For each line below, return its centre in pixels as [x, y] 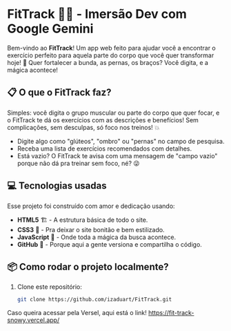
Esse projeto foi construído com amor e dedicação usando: [91, 206]
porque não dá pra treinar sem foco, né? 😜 [78, 163]
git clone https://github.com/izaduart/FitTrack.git [94, 300]
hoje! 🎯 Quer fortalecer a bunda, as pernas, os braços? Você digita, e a [108, 62]
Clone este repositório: [50, 287]
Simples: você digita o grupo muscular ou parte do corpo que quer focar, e [113, 113]
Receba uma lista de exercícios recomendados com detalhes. [104, 149]
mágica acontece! [33, 70]
